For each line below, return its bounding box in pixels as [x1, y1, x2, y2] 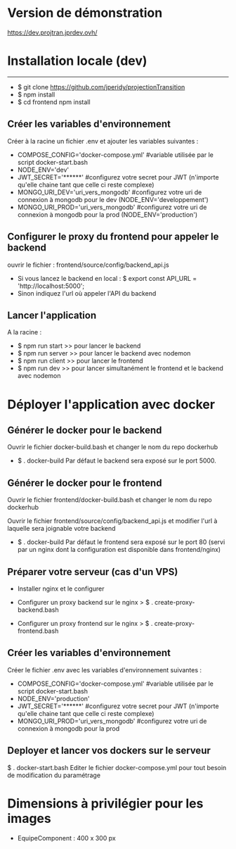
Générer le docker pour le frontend [7, 477, 162, 489]
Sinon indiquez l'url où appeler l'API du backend [17, 289, 157, 297]
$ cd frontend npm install [17, 97, 91, 106]
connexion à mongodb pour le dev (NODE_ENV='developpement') [17, 195, 209, 203]
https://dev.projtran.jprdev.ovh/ [7, 28, 98, 37]
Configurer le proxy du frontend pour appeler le [7, 231, 219, 243]
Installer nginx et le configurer [17, 584, 105, 593]
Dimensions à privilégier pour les [7, 795, 204, 811]
